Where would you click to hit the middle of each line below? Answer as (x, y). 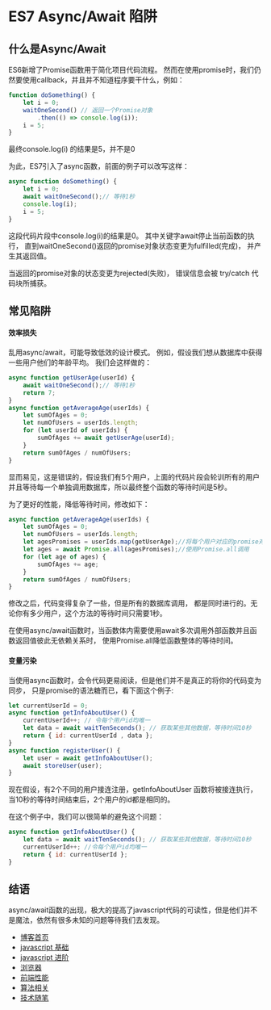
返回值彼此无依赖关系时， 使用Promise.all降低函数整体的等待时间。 (126, 641)
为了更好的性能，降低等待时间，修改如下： (79, 504)
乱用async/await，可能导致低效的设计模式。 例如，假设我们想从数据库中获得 (135, 353)
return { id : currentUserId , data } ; (88, 735)
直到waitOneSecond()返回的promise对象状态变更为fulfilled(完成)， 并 (139, 245)
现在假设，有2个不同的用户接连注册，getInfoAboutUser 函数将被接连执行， (133, 790)
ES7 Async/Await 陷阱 (83, 17)
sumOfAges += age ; (68, 564)
